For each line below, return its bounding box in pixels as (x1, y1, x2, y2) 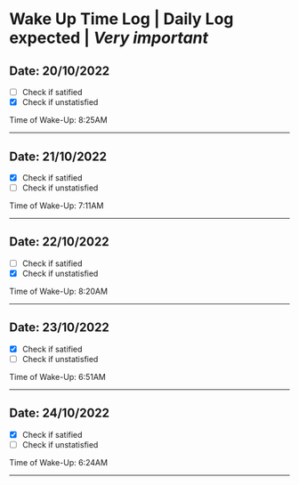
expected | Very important (9, 28, 209, 48)
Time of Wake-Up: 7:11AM (9, 200, 104, 211)
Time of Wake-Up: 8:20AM (9, 286, 109, 296)
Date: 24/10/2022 (9, 406, 109, 421)
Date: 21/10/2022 (9, 149, 107, 164)
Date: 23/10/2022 (9, 320, 109, 335)
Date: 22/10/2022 (9, 234, 109, 249)
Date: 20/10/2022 (9, 63, 110, 78)
